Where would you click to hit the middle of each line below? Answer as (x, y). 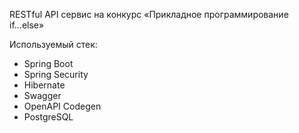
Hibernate (44, 85)
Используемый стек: (53, 44)
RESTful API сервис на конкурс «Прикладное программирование (149, 14)
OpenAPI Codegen (62, 106)
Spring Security (56, 74)
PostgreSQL (48, 117)
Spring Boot (48, 63)
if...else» (27, 25)
